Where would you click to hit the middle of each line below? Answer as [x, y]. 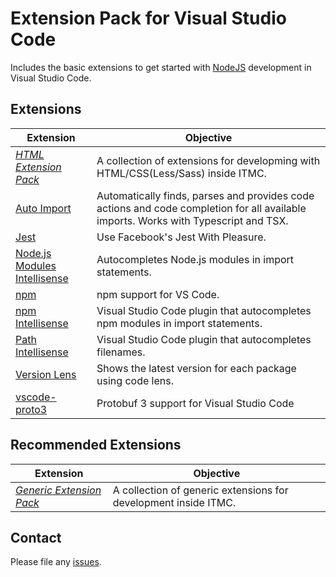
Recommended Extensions [96, 445]
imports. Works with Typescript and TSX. [192, 220]
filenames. [121, 352]
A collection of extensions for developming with [208, 160]
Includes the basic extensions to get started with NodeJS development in [161, 67]
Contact [36, 537]
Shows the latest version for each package [196, 368]
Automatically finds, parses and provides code [205, 195]
